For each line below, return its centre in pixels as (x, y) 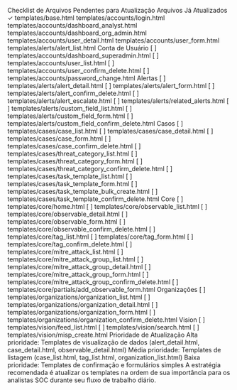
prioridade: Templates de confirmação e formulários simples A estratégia (114, 365)
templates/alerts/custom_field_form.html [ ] (70, 116)
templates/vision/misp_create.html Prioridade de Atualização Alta (103, 335)
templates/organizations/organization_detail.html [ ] (83, 304)
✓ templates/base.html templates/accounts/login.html (86, 18)
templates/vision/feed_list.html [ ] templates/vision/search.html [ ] (104, 327)
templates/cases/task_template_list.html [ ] (70, 176)
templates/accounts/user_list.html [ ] (61, 63)
